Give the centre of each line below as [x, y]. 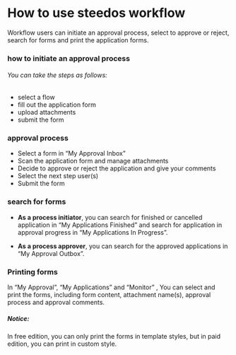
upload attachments [47, 112]
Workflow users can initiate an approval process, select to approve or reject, [118, 33]
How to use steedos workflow [96, 13]
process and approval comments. [56, 302]
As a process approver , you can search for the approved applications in [123, 246]
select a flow [36, 98]
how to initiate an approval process [69, 58]
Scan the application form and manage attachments [93, 161]
